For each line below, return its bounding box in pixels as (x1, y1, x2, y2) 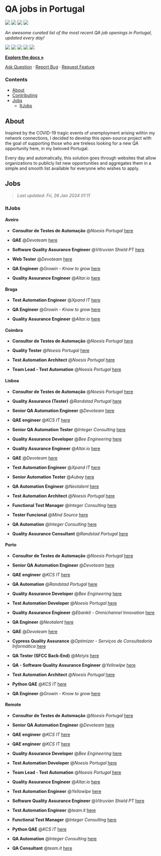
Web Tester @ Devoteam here (12, 256, 72, 262)
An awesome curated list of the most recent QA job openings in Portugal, (5, 29, 152, 35)
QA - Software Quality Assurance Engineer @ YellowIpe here (12, 662, 136, 668)
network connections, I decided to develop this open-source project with (5, 135, 152, 141)
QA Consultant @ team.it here (12, 845, 72, 851)
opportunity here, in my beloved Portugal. (5, 146, 89, 152)
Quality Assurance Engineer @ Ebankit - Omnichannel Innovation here (12, 610, 155, 615)
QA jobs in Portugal (5, 3, 85, 15)
